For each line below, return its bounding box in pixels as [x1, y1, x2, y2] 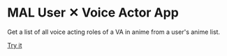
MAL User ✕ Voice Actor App [7, 5, 180, 21]
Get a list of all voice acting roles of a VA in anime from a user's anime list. [7, 28, 221, 36]
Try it [7, 41, 22, 49]
